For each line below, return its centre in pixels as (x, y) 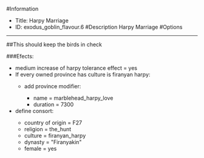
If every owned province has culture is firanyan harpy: (83, 74)
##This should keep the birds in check (54, 44)
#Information (22, 9)
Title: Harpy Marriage (42, 20)
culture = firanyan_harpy (55, 136)
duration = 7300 (53, 105)
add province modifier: (53, 86)
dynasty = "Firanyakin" (53, 142)
